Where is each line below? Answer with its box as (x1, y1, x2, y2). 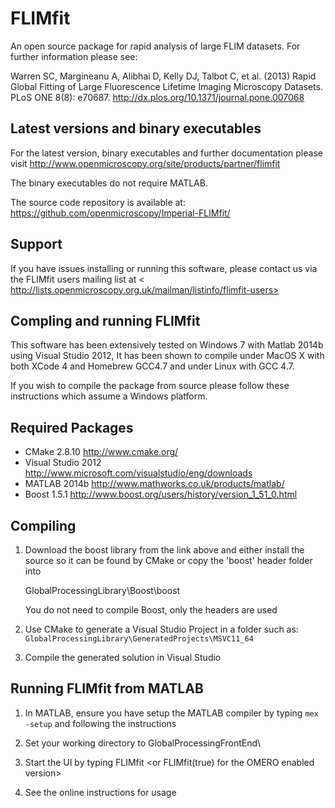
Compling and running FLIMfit (10, 312, 201, 329)
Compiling (10, 517, 77, 534)
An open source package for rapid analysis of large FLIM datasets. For (10, 40, 301, 52)
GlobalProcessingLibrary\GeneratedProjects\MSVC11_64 (24, 634, 254, 644)
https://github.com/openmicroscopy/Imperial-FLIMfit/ (10, 207, 231, 219)
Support (10, 236, 63, 253)
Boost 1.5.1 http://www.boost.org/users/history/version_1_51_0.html (24, 488, 298, 501)
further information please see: (10, 50, 138, 62)
